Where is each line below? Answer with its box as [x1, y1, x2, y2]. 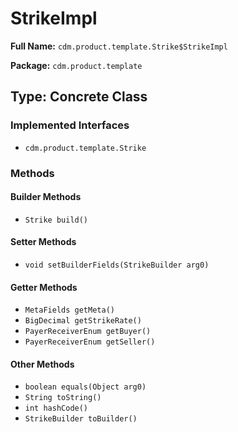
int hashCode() [24, 403, 89, 414]
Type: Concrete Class [10, 88, 148, 106]
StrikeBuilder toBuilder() [24, 414, 138, 424]
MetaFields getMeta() [24, 305, 115, 316]
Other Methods [10, 358, 75, 370]
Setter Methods [10, 236, 77, 248]
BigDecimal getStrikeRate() [24, 316, 142, 326]
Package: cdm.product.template [10, 59, 143, 71]
